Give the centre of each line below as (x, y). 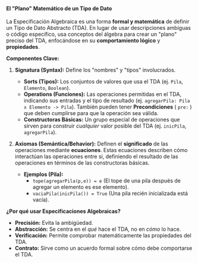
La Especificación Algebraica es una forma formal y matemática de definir (98, 21)
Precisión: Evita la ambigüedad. (54, 223)
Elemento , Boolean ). (47, 88)
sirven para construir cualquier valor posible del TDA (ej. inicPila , (105, 126)
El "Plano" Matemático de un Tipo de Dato (59, 8)
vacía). (41, 200)
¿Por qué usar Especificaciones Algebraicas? (63, 211)
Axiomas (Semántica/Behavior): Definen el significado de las (91, 144)
